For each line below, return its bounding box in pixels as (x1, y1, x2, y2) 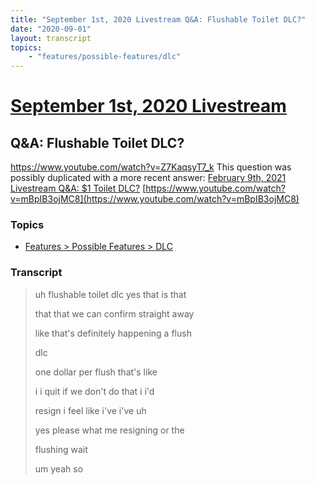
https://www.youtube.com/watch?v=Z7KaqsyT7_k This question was (10, 161, 292, 173)
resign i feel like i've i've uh (34, 404, 147, 416)
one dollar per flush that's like (34, 366, 158, 378)
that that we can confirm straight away (34, 307, 195, 320)
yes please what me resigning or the (34, 424, 185, 436)
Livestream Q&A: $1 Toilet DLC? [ (10, 182, 147, 195)
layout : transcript (10, 33, 92, 43)
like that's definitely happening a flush (34, 327, 192, 339)
